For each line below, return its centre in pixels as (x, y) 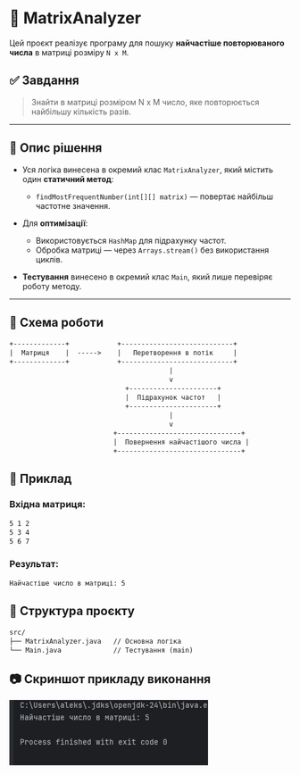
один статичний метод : (68, 179)
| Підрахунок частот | (173, 398)
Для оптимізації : (55, 223)
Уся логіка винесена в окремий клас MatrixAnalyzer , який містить (148, 170)
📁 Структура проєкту (72, 611)
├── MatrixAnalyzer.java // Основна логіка (95, 642)
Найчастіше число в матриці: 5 (67, 584)
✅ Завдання (44, 81)
